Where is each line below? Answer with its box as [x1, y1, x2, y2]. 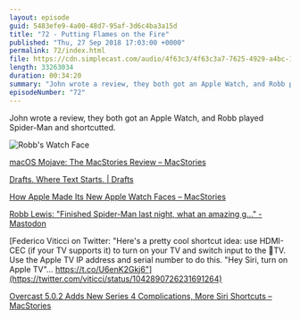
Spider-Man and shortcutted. [9, 122, 116, 132]
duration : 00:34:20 [9, 71, 82, 80]
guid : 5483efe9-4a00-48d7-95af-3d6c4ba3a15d [9, 21, 178, 30]
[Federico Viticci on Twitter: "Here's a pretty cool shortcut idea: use [9, 235, 258, 246]
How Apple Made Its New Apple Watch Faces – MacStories [9, 191, 226, 202]
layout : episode [9, 13, 70, 22]
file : [9, 55, 29, 63]
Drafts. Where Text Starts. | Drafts [9, 173, 134, 184]
